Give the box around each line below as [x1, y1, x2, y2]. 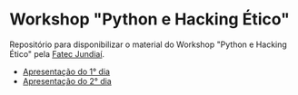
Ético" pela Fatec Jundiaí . [9, 48, 105, 59]
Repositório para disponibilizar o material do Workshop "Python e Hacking [9, 39, 288, 50]
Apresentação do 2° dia [22, 75, 112, 86]
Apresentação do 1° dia [22, 66, 111, 77]
